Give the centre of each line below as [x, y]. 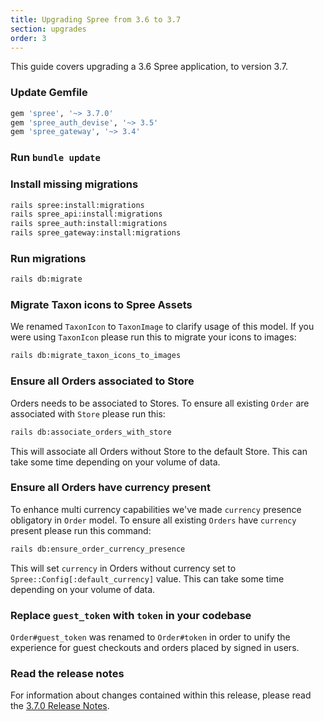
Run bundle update [55, 158]
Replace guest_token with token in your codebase [131, 615]
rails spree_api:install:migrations [86, 214]
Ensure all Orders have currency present [110, 488]
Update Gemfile [49, 93]
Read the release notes [67, 673]
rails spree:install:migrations [77, 205]
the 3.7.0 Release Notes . [60, 706]
